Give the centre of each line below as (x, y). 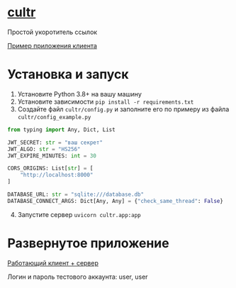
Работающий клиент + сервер (53, 262)
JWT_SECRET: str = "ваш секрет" (55, 143)
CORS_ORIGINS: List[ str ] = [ (50, 168)
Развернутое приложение (88, 243)
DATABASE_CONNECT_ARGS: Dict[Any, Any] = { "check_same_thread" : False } (115, 201)
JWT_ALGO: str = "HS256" (44, 149)
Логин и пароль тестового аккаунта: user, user (78, 277)
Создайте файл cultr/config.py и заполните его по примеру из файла (123, 109)
